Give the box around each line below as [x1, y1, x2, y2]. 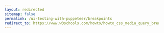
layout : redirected [4, 7, 45, 12]
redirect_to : [4, 20, 31, 26]
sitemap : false [4, 12, 36, 16]
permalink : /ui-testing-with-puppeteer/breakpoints [4, 16, 112, 21]
